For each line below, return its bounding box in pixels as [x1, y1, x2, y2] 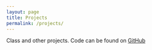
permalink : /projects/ [6, 20, 64, 26]
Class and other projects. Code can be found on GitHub [6, 37, 146, 45]
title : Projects [6, 15, 47, 21]
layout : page [6, 9, 40, 15]
